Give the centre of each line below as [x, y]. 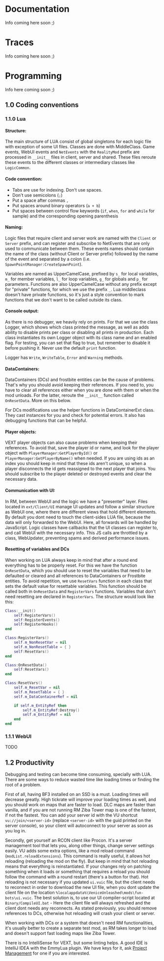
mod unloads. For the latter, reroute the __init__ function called [69, 395]
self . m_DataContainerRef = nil [46, 697]
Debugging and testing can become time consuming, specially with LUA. [78, 774]
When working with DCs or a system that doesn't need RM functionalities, [80, 923]
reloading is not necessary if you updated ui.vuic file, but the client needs [80, 882]
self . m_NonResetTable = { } [42, 647]
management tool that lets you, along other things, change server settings [80, 846]
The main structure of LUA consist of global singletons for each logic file [78, 141]
